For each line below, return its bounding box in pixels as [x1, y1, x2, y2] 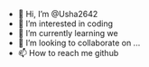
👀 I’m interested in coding [17, 18, 114, 29]
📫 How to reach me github [17, 48, 119, 58]
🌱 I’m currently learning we [17, 28, 119, 38]
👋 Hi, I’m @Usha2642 [17, 9, 98, 19]
